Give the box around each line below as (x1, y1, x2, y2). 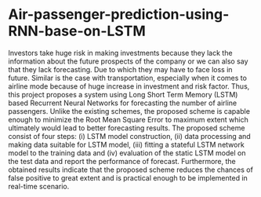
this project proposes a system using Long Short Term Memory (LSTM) (8, 89, 238, 99)
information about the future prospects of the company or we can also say (8, 57, 248, 66)
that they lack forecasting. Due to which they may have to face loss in (8, 64, 233, 74)
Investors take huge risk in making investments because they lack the (8, 48, 233, 57)
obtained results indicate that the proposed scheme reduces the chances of (8, 165, 253, 174)
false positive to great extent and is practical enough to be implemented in (8, 173, 248, 182)
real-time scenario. (8, 181, 70, 191)
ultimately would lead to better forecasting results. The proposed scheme (8, 123, 245, 133)
